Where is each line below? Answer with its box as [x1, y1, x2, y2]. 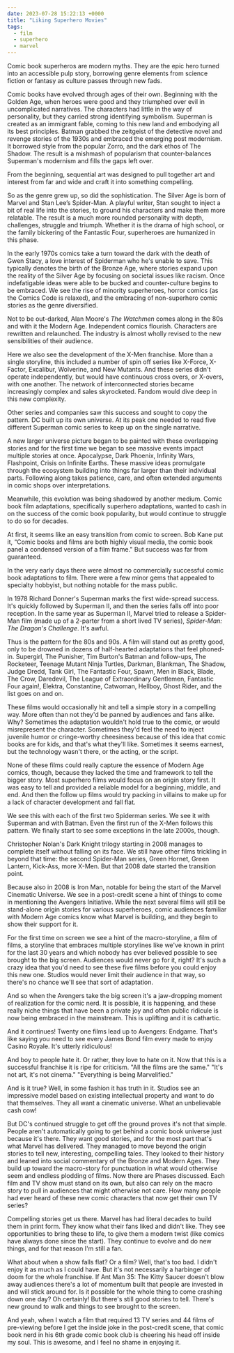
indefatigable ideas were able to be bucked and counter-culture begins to [7, 279, 219, 287]
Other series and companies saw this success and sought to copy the [7, 409, 208, 416]
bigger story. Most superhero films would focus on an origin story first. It [7, 776, 216, 784]
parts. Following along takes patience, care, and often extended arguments [7, 474, 223, 482]
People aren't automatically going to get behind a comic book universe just [7, 1127, 222, 1135]
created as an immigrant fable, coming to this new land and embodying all [7, 120, 219, 128]
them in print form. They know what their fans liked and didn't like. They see [7, 1222, 226, 1230]
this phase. [7, 236, 39, 244]
